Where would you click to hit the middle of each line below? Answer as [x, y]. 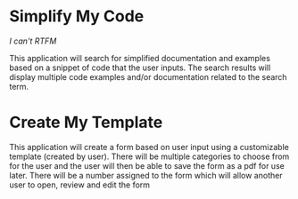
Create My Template [86, 123]
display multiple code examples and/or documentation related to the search [148, 76]
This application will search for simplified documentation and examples [140, 58]
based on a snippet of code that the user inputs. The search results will [140, 68]
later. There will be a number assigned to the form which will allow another [146, 175]
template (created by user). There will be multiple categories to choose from [149, 156]
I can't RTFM [33, 41]
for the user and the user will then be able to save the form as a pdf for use [147, 165]
